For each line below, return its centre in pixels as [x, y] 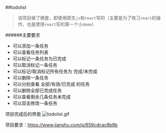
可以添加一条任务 [30, 46]
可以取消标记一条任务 [35, 65]
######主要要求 [23, 35]
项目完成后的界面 [23, 114]
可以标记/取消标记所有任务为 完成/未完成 [55, 71]
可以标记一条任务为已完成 [39, 59]
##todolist [16, 7]
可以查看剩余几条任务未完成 [42, 97]
